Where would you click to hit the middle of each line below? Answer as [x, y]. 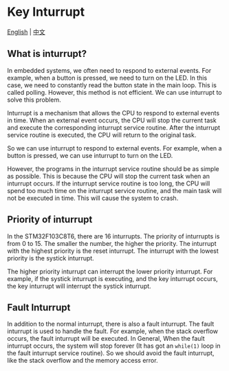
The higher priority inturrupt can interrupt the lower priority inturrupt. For [110, 271]
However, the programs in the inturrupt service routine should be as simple [113, 168]
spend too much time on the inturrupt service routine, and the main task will [115, 190]
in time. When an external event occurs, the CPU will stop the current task [112, 120]
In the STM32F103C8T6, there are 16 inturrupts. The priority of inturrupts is [113, 236]
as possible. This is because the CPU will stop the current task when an [108, 176]
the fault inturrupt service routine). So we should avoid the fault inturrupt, [111, 353]
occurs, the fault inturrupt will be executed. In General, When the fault [106, 339]
